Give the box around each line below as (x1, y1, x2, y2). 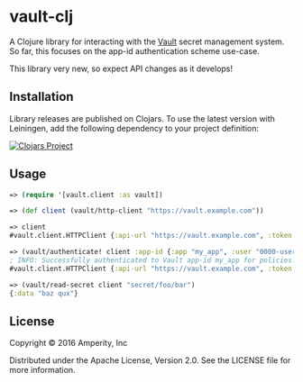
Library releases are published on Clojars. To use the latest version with (9, 113, 275, 123)
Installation (9, 89, 74, 105)
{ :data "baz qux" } (9, 288, 78, 298)
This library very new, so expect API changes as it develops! (9, 63, 233, 74)
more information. (9, 365, 76, 376)
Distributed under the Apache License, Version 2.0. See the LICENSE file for (9, 355, 291, 366)
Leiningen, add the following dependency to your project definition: (9, 123, 260, 133)
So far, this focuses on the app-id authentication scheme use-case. (9, 45, 260, 56)
